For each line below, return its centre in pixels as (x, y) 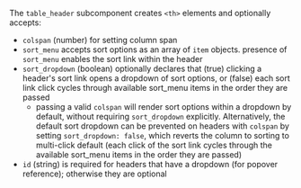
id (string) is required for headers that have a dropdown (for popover (150, 164)
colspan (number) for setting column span (100, 40)
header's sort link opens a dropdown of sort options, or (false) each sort (156, 78)
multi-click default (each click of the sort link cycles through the (154, 145)
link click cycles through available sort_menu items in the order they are (155, 88)
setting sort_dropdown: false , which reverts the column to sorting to (163, 135)
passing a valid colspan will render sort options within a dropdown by (164, 107)
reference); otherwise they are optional (95, 174)
